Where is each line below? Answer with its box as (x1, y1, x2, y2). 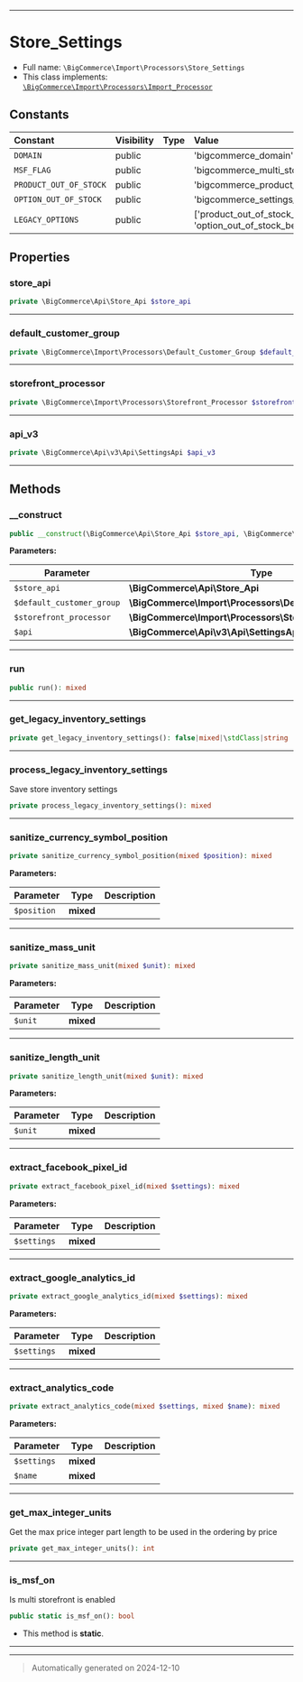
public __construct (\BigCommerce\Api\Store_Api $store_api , (9, 529, 241, 538)
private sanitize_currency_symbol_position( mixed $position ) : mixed (9, 852, 272, 861)
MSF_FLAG (14, 164, 51, 175)
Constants (9, 107, 69, 123)
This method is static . (22, 1628, 105, 1639)
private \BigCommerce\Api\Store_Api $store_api (9, 297, 192, 307)
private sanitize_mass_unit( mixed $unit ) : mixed (9, 962, 196, 971)
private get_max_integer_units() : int (9, 1544, 155, 1553)
